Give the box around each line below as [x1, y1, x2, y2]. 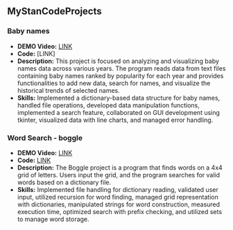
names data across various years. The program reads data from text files [17, 64, 226, 72]
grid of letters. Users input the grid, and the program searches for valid [17, 170, 221, 179]
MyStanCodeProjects [7, 6, 102, 17]
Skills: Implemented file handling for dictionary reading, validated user [17, 185, 218, 193]
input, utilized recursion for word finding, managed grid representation [17, 193, 218, 201]
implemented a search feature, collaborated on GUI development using [17, 108, 221, 116]
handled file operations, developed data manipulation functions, [17, 100, 200, 109]
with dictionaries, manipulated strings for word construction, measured [17, 200, 221, 209]
